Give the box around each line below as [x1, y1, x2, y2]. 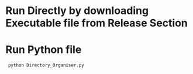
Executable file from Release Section [5, 16, 188, 30]
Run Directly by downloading [5, 4, 149, 17]
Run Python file [5, 43, 82, 57]
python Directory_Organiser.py [8, 62, 84, 68]
